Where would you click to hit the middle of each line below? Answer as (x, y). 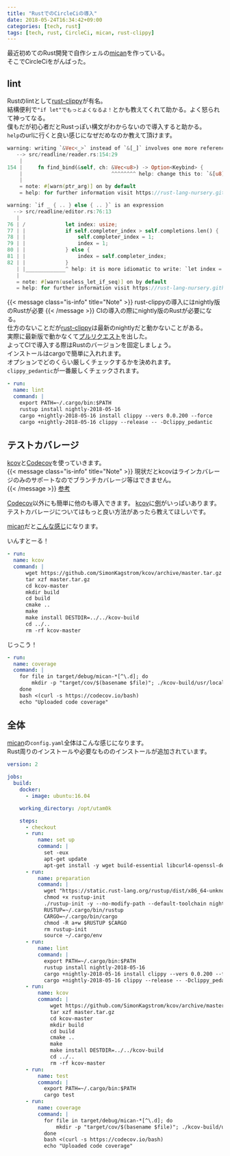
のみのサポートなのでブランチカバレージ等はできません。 (94, 480)
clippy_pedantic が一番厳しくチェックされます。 (75, 370)
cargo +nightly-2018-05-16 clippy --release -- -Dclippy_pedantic (116, 422)
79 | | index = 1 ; (58, 244)
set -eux (56, 853)
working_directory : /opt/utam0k (65, 808)
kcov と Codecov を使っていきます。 (56, 463)
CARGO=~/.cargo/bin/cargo (80, 917)
